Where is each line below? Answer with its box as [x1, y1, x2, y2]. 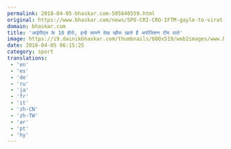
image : [7, 36, 26, 43]
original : [7, 16, 36, 23]
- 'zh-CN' [10, 106, 38, 113]
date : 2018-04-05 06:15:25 [7, 42, 85, 49]
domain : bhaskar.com [7, 23, 67, 30]
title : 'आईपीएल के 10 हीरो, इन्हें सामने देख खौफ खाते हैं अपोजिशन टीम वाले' [7, 29, 184, 36]
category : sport [7, 49, 54, 56]
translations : [7, 55, 48, 62]
